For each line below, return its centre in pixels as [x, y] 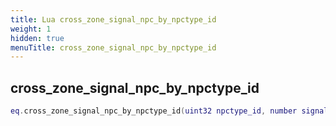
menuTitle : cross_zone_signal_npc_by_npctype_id [113, 47]
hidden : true [37, 38]
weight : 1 [31, 29]
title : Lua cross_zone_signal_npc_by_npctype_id [113, 19]
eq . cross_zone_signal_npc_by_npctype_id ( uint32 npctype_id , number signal [169, 111]
